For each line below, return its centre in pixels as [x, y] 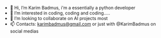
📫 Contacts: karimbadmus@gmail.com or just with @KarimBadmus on [83, 24]
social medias [24, 31]
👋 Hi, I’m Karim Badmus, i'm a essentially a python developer [72, 8]
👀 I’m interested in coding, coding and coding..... [60, 13]
